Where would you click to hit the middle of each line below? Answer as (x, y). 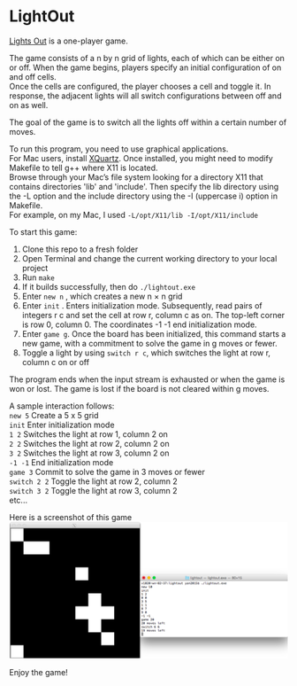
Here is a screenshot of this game (71, 517)
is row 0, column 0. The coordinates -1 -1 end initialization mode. (140, 324)
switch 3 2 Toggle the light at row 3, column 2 (93, 490)
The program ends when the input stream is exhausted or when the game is (147, 379)
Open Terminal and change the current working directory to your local (149, 258)
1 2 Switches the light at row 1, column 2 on (88, 434)
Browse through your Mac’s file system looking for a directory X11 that (136, 177)
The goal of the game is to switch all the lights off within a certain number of (148, 122)
